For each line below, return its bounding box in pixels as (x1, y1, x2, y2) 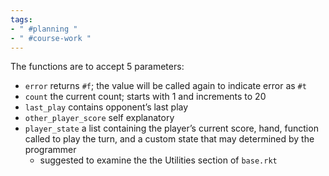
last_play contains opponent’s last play (24, 101, 189, 113)
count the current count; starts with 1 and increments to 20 (24, 91, 267, 103)
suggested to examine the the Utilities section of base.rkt (39, 154, 278, 166)
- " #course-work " (10, 33, 92, 43)
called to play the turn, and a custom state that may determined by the (24, 133, 315, 145)
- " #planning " (10, 24, 78, 34)
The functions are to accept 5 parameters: (10, 61, 185, 73)
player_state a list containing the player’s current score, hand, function (24, 122, 319, 135)
